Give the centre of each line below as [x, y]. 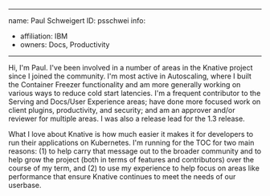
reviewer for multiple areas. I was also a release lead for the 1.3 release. [127, 118]
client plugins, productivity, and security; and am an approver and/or [122, 110]
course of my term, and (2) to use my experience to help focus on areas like [134, 168]
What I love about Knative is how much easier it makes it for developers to [131, 134]
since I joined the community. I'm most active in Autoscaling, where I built [130, 76]
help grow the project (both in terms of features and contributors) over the [131, 160]
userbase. [25, 185]
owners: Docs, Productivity [65, 44]
